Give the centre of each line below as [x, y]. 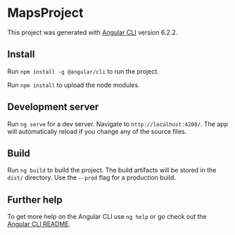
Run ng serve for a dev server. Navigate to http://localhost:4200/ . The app [118, 123]
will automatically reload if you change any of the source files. [97, 131]
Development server [53, 107]
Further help [35, 200]
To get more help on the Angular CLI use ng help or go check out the [107, 217]
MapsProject [45, 13]
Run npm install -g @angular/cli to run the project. [83, 71]
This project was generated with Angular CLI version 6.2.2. [93, 32]
